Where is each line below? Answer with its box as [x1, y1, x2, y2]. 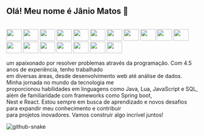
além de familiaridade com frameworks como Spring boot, [6, 91, 152, 99]
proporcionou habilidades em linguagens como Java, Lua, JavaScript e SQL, [6, 85, 198, 92]
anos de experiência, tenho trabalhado [6, 65, 104, 73]
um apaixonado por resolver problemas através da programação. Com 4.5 [6, 59, 192, 66]
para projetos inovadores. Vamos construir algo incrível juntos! [6, 111, 163, 118]
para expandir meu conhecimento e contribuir [6, 104, 122, 112]
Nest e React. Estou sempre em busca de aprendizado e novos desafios [6, 98, 188, 106]
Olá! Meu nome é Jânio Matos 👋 [6, 6, 129, 16]
